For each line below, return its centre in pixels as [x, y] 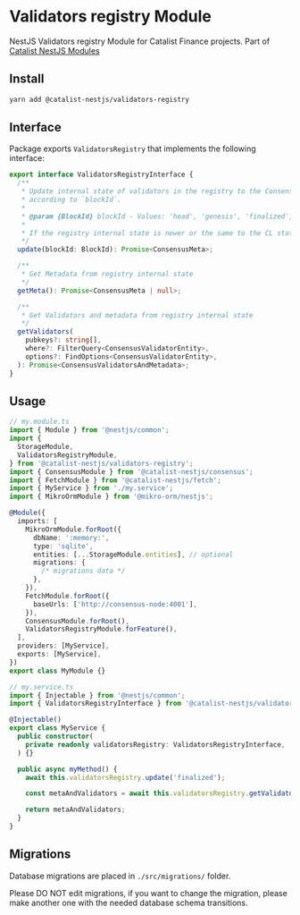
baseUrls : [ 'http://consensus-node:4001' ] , [115, 604]
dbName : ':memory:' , [71, 538]
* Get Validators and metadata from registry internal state [137, 315]
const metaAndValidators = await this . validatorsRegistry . [137, 793]
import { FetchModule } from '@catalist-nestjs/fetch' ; [115, 480]
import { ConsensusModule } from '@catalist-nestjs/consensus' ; [131, 471]
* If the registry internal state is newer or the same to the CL [147, 233]
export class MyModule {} [57, 671]
